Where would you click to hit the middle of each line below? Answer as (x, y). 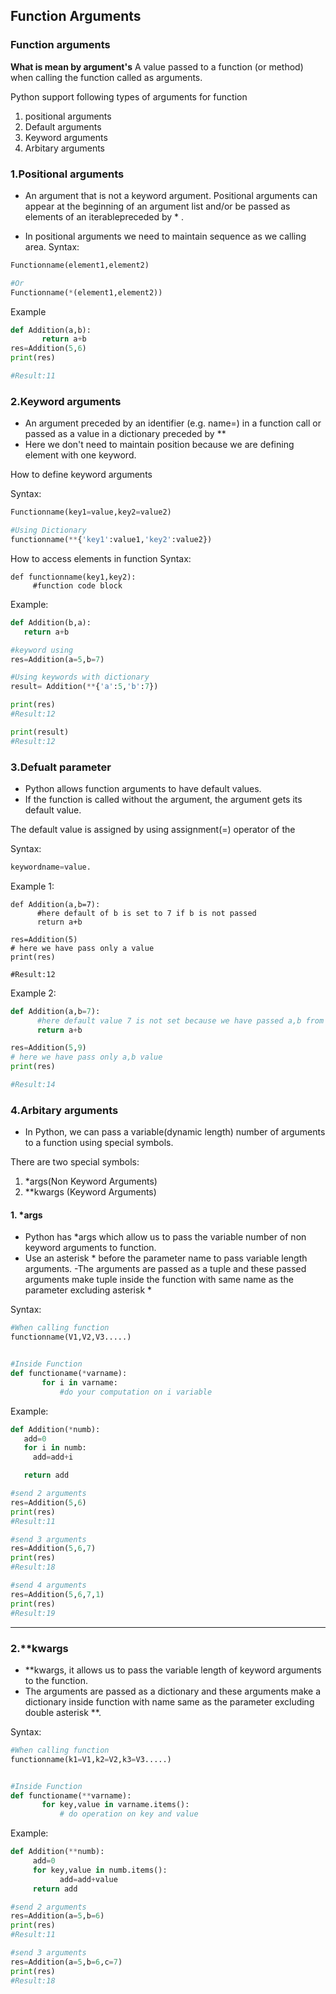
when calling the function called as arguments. (106, 77)
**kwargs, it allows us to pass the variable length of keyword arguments (173, 1670)
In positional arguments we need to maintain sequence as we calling (165, 236)
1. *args (26, 1215)
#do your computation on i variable (136, 1392)
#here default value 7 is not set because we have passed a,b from (180, 1020)
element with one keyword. (80, 455)
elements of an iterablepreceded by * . (104, 216)
